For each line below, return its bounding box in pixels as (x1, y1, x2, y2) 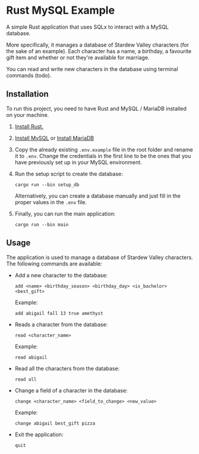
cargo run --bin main (14, 221, 69, 227)
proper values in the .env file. (14, 198, 87, 206)
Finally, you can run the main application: (14, 210, 116, 217)
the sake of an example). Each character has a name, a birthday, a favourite (6, 47, 192, 54)
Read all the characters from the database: (14, 365, 120, 372)
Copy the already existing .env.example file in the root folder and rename (14, 146, 194, 153)
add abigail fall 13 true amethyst (14, 310, 104, 316)
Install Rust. (14, 123, 43, 130)
